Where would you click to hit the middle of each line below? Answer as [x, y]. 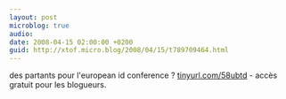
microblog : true [39, 26]
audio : [21, 34]
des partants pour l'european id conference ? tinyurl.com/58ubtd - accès [143, 75]
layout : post [33, 17]
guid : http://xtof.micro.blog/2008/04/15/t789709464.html [119, 50]
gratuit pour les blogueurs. [58, 85]
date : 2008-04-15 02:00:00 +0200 [71, 42]
